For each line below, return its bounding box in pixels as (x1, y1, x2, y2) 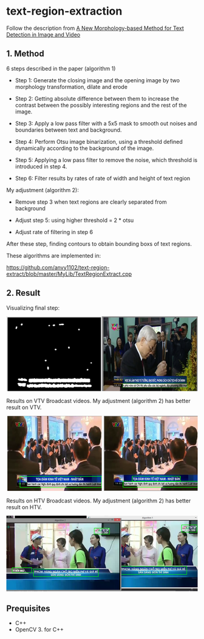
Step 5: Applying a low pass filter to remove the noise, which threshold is (15, 156, 198, 163)
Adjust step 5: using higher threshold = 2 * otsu (15, 216, 134, 224)
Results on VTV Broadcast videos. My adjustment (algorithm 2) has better (6, 398, 191, 405)
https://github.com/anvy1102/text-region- (6, 263, 110, 271)
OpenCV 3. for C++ (15, 626, 64, 634)
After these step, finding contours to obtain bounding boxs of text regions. (6, 240, 192, 248)
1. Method (6, 49, 44, 59)
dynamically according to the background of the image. (15, 145, 154, 152)
